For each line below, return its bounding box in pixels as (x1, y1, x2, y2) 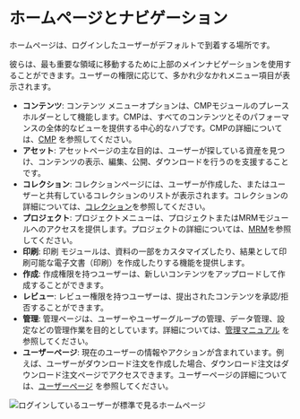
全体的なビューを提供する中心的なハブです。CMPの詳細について (46, 122, 283, 133)
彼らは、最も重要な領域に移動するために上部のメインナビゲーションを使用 (9, 58, 284, 69)
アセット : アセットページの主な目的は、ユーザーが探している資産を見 (21, 144, 278, 155)
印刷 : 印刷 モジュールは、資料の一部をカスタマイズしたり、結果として (21, 246, 279, 257)
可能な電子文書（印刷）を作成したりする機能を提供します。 (30, 257, 250, 267)
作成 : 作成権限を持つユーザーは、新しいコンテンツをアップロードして (21, 268, 279, 279)
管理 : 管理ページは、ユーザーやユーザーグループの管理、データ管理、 (21, 313, 278, 324)
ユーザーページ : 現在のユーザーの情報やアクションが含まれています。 (21, 346, 277, 357)
